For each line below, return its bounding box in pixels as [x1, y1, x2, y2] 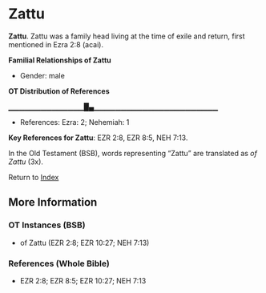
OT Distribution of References [8, 86, 110, 96]
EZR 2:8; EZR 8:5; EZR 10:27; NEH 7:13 [19, 275, 147, 285]
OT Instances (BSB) [8, 219, 86, 231]
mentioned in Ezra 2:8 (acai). [8, 39, 104, 49]
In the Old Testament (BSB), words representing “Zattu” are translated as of [8, 148, 258, 158]
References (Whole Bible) [8, 258, 110, 269]
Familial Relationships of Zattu [8, 55, 112, 65]
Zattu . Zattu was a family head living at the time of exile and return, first [8, 31, 246, 41]
